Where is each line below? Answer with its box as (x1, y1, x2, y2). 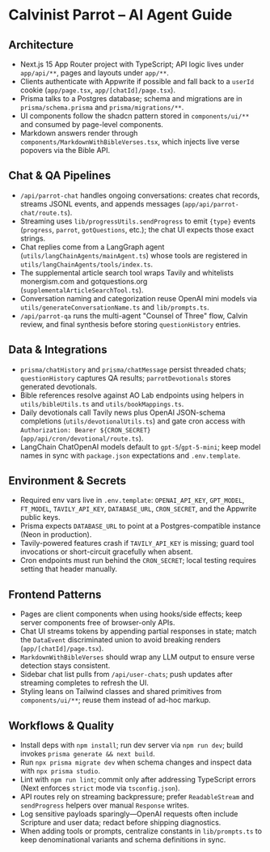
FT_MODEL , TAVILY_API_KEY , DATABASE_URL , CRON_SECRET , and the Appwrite (19, 504, 257, 513)
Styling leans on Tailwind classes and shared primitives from (19, 687, 222, 697)
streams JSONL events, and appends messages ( (19, 198, 185, 208)
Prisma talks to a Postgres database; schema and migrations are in (19, 94, 243, 103)
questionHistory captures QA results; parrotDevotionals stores (19, 373, 231, 382)
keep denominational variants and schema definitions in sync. (19, 835, 226, 845)
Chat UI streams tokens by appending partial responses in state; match (19, 626, 257, 637)
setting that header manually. (19, 564, 117, 574)
